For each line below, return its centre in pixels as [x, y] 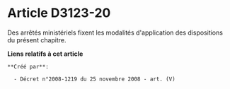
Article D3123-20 [59, 13]
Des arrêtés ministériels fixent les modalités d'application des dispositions [115, 32]
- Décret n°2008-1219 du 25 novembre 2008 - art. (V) [94, 79]
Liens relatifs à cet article [45, 54]
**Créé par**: [28, 66]
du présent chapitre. [37, 40]
